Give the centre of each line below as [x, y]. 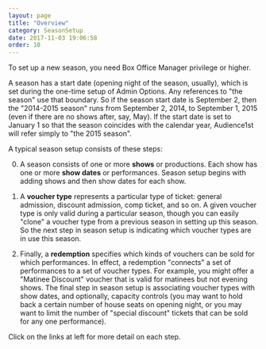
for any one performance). [63, 321]
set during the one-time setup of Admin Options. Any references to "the [125, 91]
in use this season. [50, 239]
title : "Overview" [39, 23]
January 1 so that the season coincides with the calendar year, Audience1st [131, 125]
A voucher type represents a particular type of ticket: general [121, 197]
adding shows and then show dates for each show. [103, 181]
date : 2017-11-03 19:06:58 [53, 38]
